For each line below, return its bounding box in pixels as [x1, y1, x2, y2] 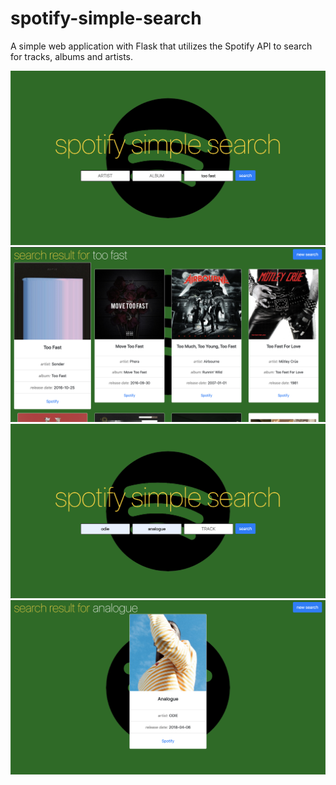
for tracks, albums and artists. [10, 50, 134, 62]
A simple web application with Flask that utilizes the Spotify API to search [10, 40, 313, 52]
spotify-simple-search [10, 7, 202, 30]
